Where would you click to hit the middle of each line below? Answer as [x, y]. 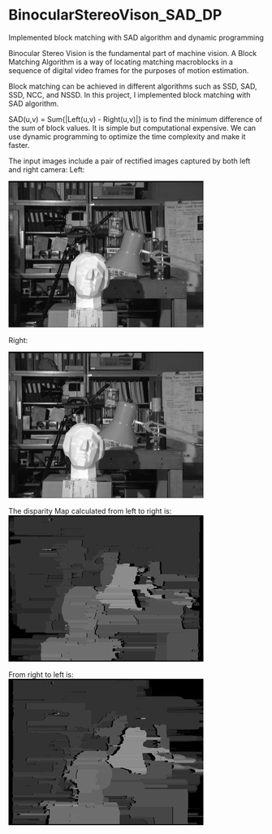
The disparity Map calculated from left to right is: [90, 510]
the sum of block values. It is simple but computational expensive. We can [132, 128]
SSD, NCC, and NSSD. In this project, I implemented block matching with [130, 94]
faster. [19, 145]
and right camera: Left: [47, 169]
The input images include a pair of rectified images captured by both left [130, 161]
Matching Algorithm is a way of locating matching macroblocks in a [121, 62]
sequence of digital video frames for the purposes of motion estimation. [129, 70]
